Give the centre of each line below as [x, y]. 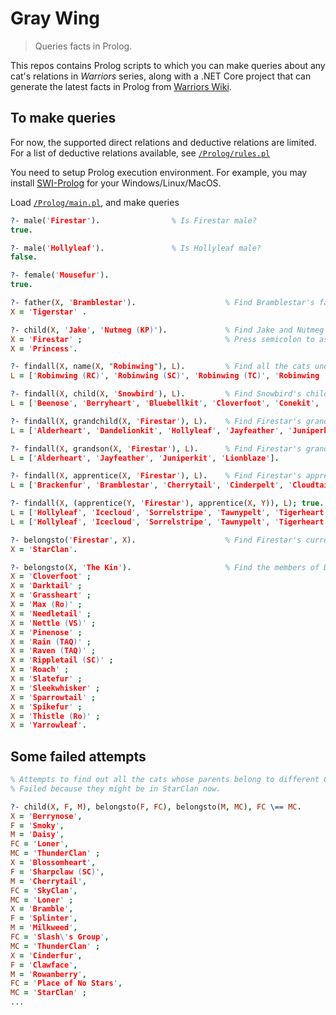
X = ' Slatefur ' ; [46, 679]
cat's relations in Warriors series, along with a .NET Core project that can [161, 76]
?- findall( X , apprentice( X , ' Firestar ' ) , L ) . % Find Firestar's [156, 476]
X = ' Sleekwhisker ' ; [55, 688]
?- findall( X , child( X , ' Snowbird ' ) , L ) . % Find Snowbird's [156, 394]
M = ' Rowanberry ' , [48, 974]
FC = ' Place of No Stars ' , [66, 983]
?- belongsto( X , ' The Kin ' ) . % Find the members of [165, 567]
